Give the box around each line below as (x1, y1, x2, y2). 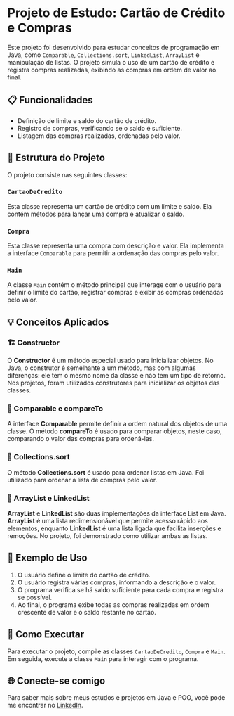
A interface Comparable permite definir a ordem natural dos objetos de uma (7, 420, 228, 428)
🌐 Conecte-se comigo (7, 675, 106, 687)
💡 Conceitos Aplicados (7, 316, 109, 328)
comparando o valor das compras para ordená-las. (7, 435, 155, 443)
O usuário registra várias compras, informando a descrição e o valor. (17, 578, 216, 587)
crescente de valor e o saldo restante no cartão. (17, 608, 156, 616)
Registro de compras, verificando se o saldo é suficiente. (17, 124, 182, 132)
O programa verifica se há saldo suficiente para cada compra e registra (17, 585, 224, 594)
